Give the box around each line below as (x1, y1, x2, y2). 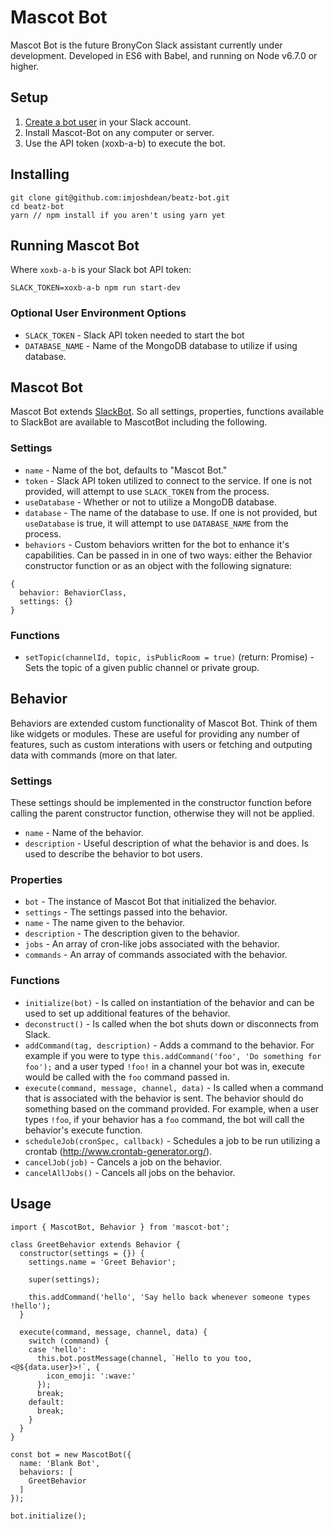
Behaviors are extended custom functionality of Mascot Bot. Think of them (10, 717, 318, 729)
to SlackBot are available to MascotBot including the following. (10, 416, 268, 428)
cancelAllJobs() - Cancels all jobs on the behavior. (24, 1166, 236, 1178)
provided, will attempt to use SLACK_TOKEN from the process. (24, 485, 270, 497)
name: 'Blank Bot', (19, 1458, 101, 1468)
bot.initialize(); (10, 1511, 87, 1521)
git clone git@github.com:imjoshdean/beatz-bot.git (10, 192, 230, 203)
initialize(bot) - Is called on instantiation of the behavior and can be (24, 996, 315, 1008)
